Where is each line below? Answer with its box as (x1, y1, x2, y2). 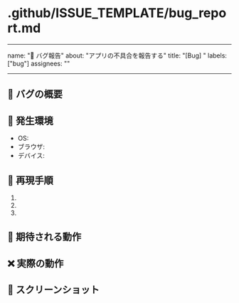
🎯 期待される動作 (7, 231, 82, 243)
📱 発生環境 (7, 115, 53, 127)
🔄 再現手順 (7, 174, 53, 186)
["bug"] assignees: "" (7, 59, 70, 68)
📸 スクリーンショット (7, 284, 100, 296)
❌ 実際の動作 (7, 257, 64, 270)
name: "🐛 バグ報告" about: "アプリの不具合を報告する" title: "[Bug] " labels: (7, 51, 228, 60)
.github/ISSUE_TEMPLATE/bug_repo (7, 5, 227, 21)
